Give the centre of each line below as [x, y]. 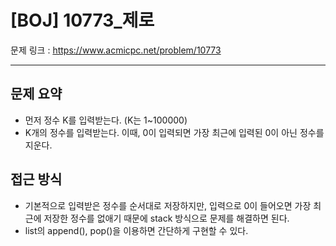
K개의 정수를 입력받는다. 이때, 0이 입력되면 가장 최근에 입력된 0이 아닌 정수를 [174, 132]
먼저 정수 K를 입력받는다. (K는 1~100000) [106, 120]
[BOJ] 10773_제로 [82, 20]
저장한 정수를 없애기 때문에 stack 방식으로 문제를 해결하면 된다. [166, 218]
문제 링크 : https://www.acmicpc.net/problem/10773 [116, 50]
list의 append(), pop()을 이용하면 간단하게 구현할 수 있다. [136, 230]
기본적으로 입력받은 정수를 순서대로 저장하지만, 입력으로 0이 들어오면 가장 [168, 205]
